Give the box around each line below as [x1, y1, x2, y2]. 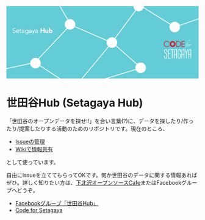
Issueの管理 [15, 138, 45, 145]
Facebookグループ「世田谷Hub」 [15, 199, 99, 207]
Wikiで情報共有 [15, 145, 54, 152]
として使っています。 [6, 158, 59, 166]
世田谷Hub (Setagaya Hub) [6, 96, 143, 110]
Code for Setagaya [15, 206, 63, 213]
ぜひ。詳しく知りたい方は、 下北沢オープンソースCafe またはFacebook [6, 179, 182, 186]
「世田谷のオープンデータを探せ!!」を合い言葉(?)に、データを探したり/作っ [6, 117, 194, 124]
